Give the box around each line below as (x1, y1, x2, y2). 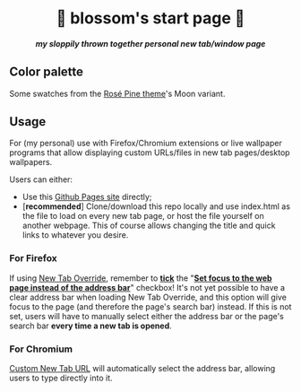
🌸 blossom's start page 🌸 (56, 8, 245, 29)
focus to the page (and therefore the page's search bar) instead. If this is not (9, 301, 292, 312)
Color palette (9, 65, 83, 80)
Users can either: (9, 174, 73, 185)
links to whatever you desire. (21, 230, 129, 240)
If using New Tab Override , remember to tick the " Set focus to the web (9, 273, 272, 283)
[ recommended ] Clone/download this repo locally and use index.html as (21, 201, 291, 212)
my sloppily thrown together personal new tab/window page (35, 38, 266, 48)
